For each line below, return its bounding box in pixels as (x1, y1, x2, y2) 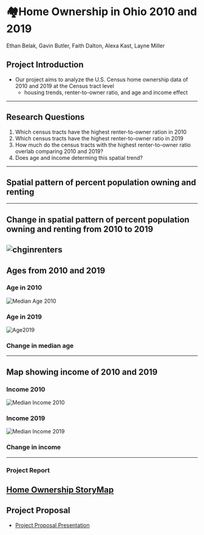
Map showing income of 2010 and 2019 (6, 367, 158, 377)
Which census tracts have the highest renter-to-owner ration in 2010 (15, 128, 187, 136)
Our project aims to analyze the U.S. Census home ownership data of (15, 75, 188, 83)
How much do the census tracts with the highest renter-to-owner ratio (15, 141, 191, 148)
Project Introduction (6, 60, 84, 70)
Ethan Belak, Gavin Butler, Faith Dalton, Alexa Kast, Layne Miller (6, 42, 165, 49)
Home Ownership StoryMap (6, 485, 114, 495)
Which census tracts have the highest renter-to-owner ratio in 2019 (15, 134, 184, 142)
